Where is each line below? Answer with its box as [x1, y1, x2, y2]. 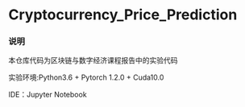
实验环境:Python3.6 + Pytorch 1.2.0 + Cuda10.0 [8, 72, 164, 82]
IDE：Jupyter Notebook [8, 90, 87, 100]
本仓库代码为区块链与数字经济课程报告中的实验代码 [8, 56, 178, 65]
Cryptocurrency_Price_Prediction [8, 6, 238, 24]
